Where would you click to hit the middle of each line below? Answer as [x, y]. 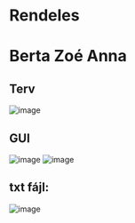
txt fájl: [29, 187]
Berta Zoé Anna [68, 56]
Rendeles [44, 16]
